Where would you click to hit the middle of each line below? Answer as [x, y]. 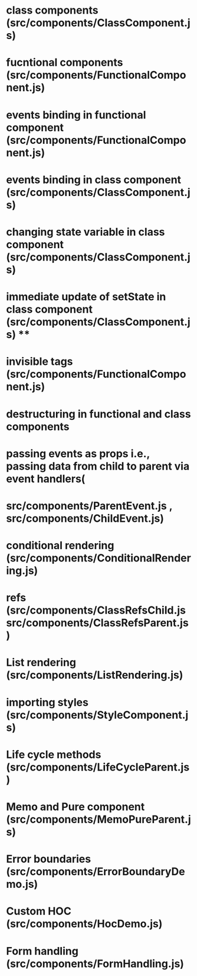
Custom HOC [39, 911]
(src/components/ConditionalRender [99, 558]
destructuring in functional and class [98, 414]
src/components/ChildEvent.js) [85, 518]
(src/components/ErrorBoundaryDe [96, 872]
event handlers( [46, 479]
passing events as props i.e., [78, 453]
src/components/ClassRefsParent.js [97, 623]
